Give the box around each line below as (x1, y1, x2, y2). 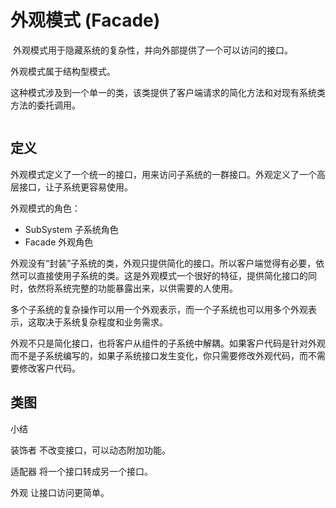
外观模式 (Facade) (10, 9, 161, 32)
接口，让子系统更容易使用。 (18, 181, 133, 193)
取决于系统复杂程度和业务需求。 (36, 316, 168, 328)
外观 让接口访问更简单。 (10, 486, 110, 498)
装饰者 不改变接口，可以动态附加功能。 (10, 444, 171, 456)
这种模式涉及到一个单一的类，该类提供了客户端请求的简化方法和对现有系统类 (10, 86, 326, 98)
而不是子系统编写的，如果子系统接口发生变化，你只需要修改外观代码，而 (10, 349, 308, 361)
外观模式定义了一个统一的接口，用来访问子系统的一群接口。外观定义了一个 (10, 168, 317, 180)
